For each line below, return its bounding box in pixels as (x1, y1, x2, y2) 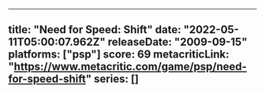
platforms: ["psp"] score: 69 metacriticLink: (8, 48, 230, 61)
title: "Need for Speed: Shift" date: (8, 23, 181, 36)
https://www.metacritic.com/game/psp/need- (13, 60, 247, 73)
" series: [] (85, 73, 140, 86)
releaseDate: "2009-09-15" (107, 35, 248, 49)
